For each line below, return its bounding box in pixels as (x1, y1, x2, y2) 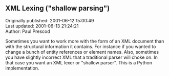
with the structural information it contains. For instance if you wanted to (5, 43, 156, 50)
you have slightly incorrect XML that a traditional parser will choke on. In (5, 54, 158, 60)
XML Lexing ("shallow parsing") (5, 4, 110, 13)
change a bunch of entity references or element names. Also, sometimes (5, 49, 159, 55)
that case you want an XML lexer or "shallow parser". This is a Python (5, 59, 153, 65)
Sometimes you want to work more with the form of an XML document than (5, 38, 164, 44)
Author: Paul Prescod (5, 28, 50, 34)
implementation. (5, 65, 39, 71)
